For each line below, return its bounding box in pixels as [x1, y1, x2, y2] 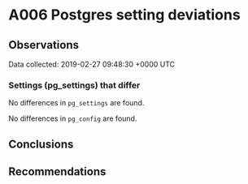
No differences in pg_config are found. [8, 113, 137, 123]
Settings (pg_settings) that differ [8, 79, 141, 91]
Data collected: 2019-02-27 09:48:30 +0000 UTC [8, 59, 176, 69]
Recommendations [8, 165, 107, 179]
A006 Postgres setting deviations [8, 6, 241, 24]
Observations [8, 38, 80, 52]
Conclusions [8, 137, 74, 151]
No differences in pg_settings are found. [8, 98, 145, 108]
